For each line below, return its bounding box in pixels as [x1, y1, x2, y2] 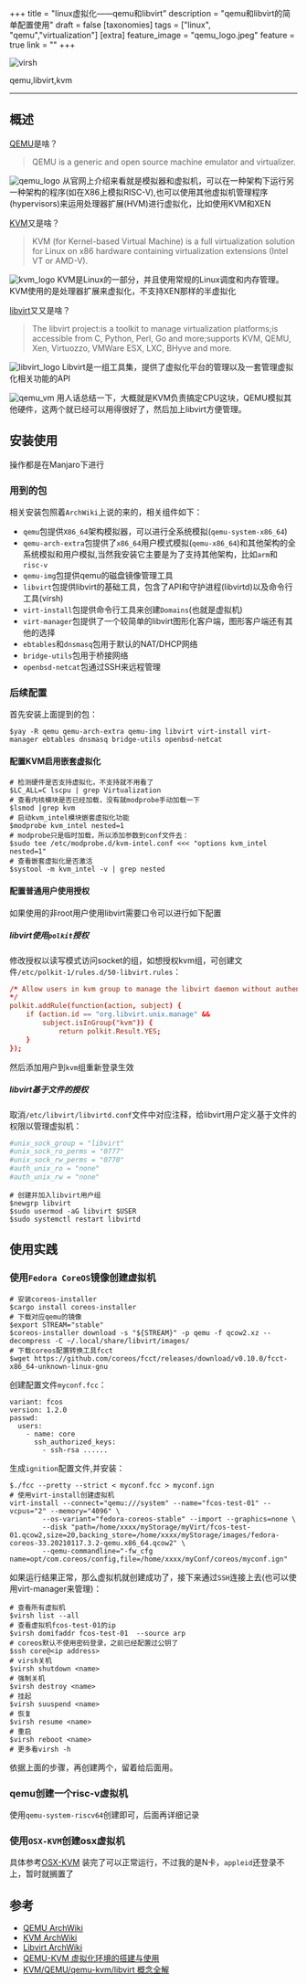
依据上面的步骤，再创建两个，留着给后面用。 [9, 1762, 178, 1773]
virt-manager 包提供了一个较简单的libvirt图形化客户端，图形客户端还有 [22, 615, 286, 626]
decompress [9, 1336, 51, 1345]
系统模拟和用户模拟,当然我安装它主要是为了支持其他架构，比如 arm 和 [22, 548, 279, 559]
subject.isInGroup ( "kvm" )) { [42, 1018, 153, 1028]
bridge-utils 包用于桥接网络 [22, 650, 129, 661]
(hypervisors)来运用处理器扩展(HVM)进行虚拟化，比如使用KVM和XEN [9, 197, 271, 208]
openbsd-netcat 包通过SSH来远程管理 [22, 661, 162, 672]
